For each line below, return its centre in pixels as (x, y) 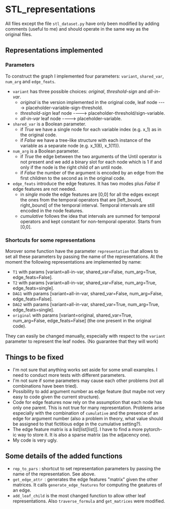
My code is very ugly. (35, 440)
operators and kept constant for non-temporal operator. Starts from (91, 221)
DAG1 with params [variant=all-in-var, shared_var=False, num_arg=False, (88, 293)
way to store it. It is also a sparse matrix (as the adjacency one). (84, 435)
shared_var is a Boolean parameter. (49, 124)
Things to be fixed (35, 357)
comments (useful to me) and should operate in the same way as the (77, 29)
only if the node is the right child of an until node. (72, 167)
